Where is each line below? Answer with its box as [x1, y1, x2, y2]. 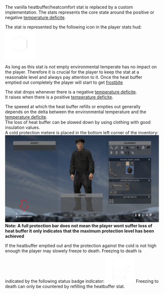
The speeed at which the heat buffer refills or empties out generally [5, 104, 141, 109]
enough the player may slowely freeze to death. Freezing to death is [5, 248, 142, 254]
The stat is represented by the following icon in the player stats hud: [5, 24, 142, 30]
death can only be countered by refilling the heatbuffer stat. [5, 284, 125, 290]
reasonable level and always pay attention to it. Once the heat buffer [5, 74, 143, 80]
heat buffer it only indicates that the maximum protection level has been [5, 228, 155, 234]
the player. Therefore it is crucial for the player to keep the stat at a [5, 69, 139, 75]
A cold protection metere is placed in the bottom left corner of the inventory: [5, 130, 159, 135]
